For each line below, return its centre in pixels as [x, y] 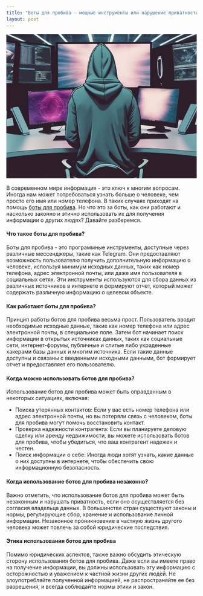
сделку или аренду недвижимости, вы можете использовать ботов [102, 436]
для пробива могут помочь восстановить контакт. [80, 423]
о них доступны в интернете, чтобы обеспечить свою [84, 461]
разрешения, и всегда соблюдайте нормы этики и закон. [80, 586]
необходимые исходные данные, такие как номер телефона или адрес [98, 326]
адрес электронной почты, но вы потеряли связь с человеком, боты [104, 416]
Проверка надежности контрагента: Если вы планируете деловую [101, 429]
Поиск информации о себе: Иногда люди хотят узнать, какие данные [105, 455]
